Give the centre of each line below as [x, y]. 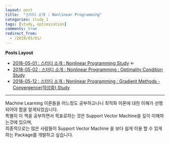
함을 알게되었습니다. [38, 109]
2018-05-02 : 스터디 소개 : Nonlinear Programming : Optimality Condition [88, 69]
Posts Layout [19, 52]
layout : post [19, 10]
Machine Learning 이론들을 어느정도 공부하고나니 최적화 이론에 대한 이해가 [79, 103]
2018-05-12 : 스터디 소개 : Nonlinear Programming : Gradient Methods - [86, 81]
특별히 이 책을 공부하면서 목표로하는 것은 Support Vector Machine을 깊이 [78, 116]
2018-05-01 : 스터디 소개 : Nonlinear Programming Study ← [74, 63]
